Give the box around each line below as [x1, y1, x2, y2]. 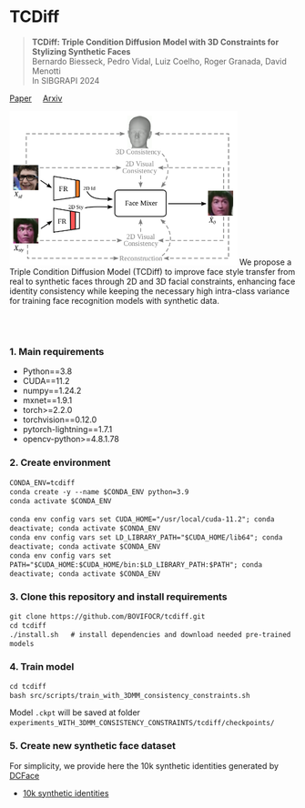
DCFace [9, 770, 40, 781]
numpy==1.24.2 [22, 385, 82, 397]
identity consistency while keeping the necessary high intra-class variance [9, 286, 290, 297]
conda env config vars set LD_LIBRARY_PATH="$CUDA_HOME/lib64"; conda [9, 532, 283, 542]
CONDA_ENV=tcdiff [9, 478, 76, 488]
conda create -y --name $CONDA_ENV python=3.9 [9, 487, 189, 497]
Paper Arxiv [9, 93, 63, 104]
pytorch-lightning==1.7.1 [22, 424, 113, 435]
